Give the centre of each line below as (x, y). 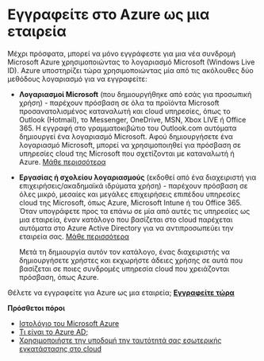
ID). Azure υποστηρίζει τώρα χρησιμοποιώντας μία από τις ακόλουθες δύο (131, 70)
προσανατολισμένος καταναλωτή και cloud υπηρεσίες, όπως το (124, 111)
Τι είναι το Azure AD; (54, 332)
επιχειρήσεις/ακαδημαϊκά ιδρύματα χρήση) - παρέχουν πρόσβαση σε (133, 185)
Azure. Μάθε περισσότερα (62, 161)
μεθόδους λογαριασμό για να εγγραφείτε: (77, 79)
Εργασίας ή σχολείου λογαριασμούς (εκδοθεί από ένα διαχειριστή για (138, 177)
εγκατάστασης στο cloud (60, 348)
